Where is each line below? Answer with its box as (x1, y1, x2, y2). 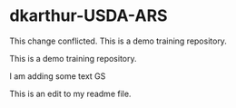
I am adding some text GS (9, 70, 106, 82)
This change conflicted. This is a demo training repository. (9, 35, 227, 46)
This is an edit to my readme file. (9, 88, 132, 99)
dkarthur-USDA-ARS (9, 5, 168, 26)
